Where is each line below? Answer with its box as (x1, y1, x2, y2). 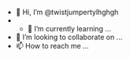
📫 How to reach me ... (15, 42, 89, 50)
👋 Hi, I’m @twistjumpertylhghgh (15, 8, 119, 16)
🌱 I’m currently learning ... (27, 24, 112, 33)
